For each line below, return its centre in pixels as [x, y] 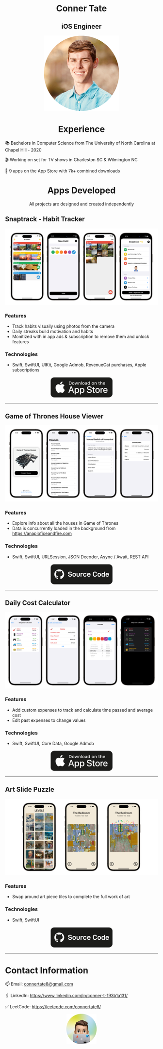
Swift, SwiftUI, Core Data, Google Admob [53, 744]
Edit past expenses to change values [49, 720]
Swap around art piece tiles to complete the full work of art [71, 897]
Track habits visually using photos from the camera [63, 326]
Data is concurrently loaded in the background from [64, 528]
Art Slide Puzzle [30, 790]
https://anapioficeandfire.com [42, 533]
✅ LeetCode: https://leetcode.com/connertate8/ [53, 1007]
